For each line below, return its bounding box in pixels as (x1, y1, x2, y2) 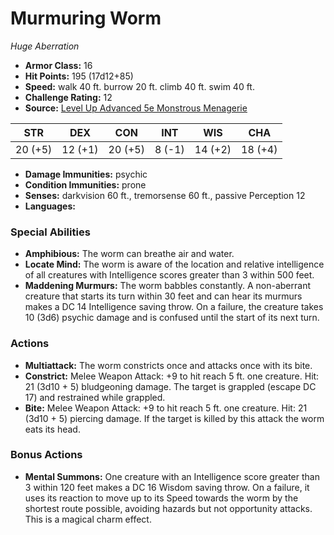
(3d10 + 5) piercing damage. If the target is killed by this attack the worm (24, 412, 325, 424)
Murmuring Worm (10, 7, 162, 30)
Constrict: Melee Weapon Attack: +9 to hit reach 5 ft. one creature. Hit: (24, 370, 320, 382)
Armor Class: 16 (24, 59, 93, 71)
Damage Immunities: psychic (24, 168, 148, 180)
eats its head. (24, 423, 81, 435)
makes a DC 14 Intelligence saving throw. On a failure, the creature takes (24, 301, 324, 313)
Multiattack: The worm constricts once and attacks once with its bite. (24, 359, 313, 371)
